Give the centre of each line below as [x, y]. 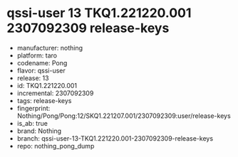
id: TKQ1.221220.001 [47, 85]
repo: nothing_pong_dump [56, 146]
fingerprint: [33, 108]
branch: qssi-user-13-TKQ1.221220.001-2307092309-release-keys [115, 138]
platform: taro [37, 55]
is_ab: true [32, 123]
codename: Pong [42, 63]
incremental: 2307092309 [55, 93]
